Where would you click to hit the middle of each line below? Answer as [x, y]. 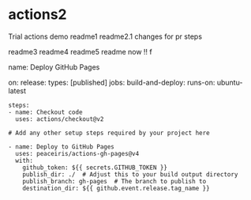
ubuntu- [230, 82]
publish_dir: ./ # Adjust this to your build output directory [130, 174]
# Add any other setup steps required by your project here [109, 133]
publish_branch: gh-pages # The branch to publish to [114, 181]
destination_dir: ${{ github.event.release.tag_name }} [116, 188]
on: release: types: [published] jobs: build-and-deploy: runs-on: [112, 82]
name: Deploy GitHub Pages [54, 67]
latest [17, 91]
